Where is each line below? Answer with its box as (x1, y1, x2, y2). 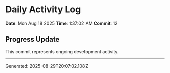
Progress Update (5, 35, 60, 44)
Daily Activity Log (5, 4, 81, 15)
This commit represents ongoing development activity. (5, 48, 119, 54)
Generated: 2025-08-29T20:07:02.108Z (5, 63, 89, 69)
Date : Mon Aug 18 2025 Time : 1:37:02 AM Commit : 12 (5, 20, 118, 26)
